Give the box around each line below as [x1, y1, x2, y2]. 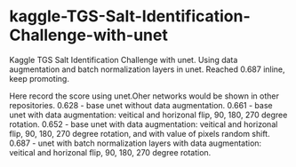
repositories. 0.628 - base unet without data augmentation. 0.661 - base [9, 99, 273, 110]
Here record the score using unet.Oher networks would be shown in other [9, 91, 280, 101]
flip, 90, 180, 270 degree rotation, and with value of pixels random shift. [9, 128, 270, 139]
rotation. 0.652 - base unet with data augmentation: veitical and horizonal [9, 118, 278, 130]
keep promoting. [9, 73, 69, 83]
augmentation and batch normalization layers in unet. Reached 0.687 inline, [9, 64, 286, 75]
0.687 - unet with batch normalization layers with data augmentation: [9, 138, 262, 148]
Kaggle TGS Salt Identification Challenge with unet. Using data [9, 54, 238, 65]
